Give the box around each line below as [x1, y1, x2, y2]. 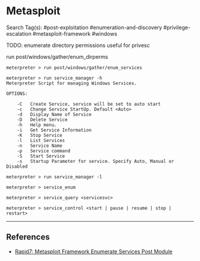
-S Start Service [17, 153, 65, 159]
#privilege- [163, 24, 190, 31]
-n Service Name [17, 143, 62, 149]
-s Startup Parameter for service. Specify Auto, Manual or [17, 158, 174, 164]
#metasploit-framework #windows [32, 30, 117, 37]
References [6, 232, 50, 242]
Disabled [6, 163, 28, 169]
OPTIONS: [6, 90, 28, 96]
